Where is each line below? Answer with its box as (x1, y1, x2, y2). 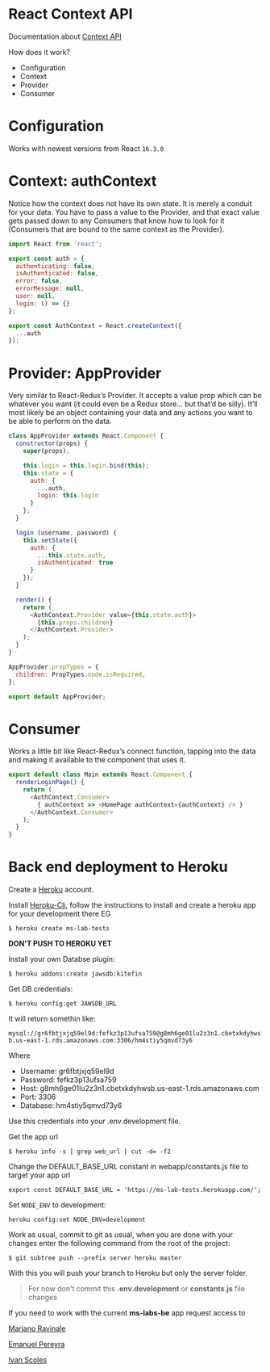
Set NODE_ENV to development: (8, 1200, 106, 1210)
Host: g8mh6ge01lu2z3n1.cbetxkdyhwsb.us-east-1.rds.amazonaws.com (19, 1084, 260, 1093)
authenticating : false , (15, 262, 95, 271)
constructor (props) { (15, 439, 89, 448)
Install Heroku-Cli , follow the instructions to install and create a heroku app (8, 900, 256, 910)
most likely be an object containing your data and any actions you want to (8, 408, 253, 417)
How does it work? (8, 47, 71, 57)
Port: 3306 (19, 1092, 56, 1102)
